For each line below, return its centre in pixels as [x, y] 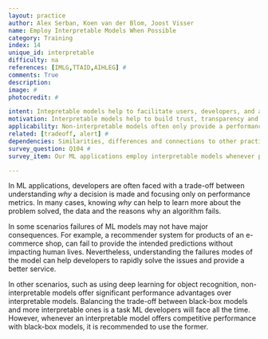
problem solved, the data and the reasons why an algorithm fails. [115, 211]
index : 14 [25, 45]
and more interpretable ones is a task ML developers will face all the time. [130, 310]
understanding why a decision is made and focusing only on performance [130, 194]
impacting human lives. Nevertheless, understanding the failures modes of [130, 252]
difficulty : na [33, 61]
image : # [23, 90]
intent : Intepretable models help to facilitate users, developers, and [132, 112]
